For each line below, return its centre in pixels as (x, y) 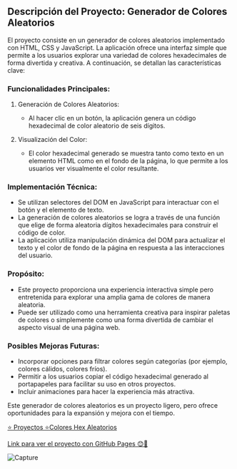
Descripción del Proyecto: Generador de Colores (117, 12)
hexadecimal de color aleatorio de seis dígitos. (97, 126)
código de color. (42, 233)
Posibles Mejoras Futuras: (54, 346)
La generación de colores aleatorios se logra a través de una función (119, 217)
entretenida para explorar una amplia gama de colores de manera (114, 297)
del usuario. (35, 255)
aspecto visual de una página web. (69, 327)
